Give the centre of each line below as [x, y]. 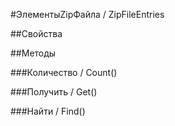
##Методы [33, 53]
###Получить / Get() [54, 92]
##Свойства [36, 33]
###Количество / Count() [64, 72]
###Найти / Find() [48, 111]
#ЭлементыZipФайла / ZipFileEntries [87, 14]
